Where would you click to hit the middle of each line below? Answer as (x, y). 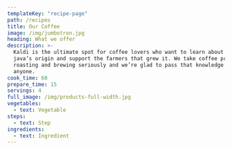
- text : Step (32, 123)
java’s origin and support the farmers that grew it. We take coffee (115, 59)
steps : (17, 116)
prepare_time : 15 (32, 84)
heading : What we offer (41, 39)
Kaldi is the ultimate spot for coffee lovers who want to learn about (119, 53)
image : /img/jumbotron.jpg (46, 33)
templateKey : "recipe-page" (48, 13)
